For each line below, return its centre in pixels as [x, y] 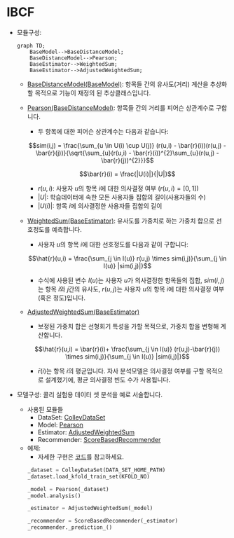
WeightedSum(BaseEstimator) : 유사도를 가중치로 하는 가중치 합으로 [121, 221]
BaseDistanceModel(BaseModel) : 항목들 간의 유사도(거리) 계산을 [118, 84]
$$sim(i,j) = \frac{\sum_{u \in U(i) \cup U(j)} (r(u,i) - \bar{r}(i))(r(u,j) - [128, 145]
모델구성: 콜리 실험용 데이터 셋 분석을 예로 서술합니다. [89, 394]
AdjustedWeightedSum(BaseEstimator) [83, 312]
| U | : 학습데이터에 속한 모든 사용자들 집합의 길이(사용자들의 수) [122, 197]
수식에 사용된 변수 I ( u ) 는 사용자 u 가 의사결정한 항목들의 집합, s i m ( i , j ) [131, 280]
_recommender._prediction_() [70, 527]
